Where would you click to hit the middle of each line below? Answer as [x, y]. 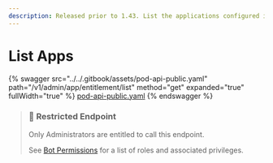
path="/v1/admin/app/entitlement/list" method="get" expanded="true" [127, 87]
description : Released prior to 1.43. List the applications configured [134, 16]
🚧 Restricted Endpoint [72, 117]
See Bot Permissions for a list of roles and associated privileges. [136, 150]
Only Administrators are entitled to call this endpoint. [116, 134]
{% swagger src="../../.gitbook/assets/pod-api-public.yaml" [108, 79]
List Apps [41, 56]
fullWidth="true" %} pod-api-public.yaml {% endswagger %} [111, 96]
